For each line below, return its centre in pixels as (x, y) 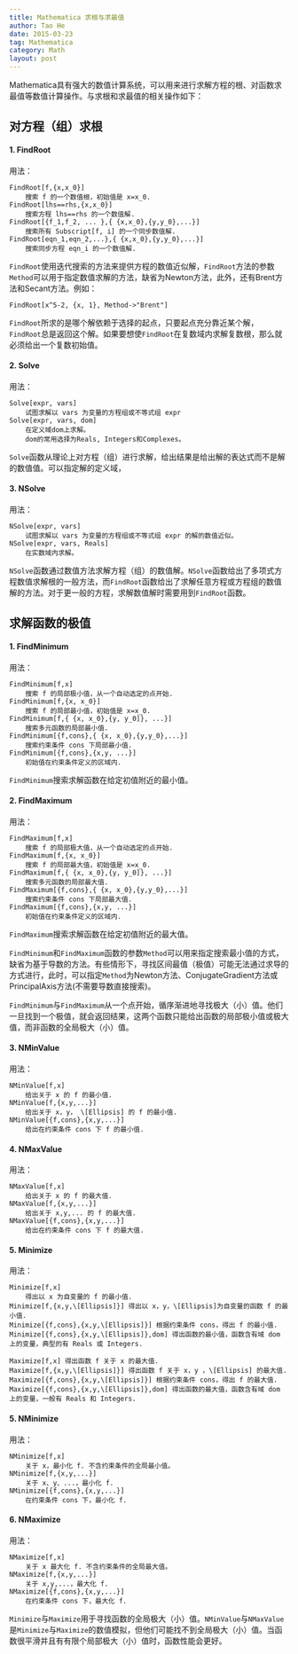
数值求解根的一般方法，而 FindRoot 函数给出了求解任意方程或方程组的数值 (149, 581)
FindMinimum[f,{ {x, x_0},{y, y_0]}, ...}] (91, 718)
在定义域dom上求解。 (58, 430)
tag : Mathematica (41, 42)
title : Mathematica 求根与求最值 (67, 17)
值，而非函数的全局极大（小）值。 (71, 1027)
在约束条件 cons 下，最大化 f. (76, 1601)
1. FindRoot (30, 149)
